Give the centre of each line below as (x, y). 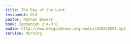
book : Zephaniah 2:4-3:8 (31, 24)
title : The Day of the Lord (35, 10)
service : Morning (24, 33)
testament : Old (21, 15)
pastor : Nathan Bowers (29, 19)
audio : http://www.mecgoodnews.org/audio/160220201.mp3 (65, 29)
